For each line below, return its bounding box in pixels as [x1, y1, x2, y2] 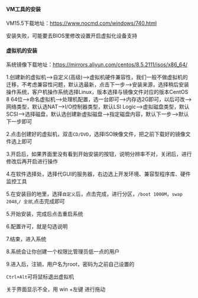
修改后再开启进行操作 [6, 158, 58, 165]
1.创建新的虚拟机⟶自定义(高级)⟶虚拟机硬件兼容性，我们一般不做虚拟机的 [6, 74, 188, 81]
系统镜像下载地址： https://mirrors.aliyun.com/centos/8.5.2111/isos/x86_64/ [6, 61, 188, 68]
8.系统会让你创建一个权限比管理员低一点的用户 [6, 248, 120, 255]
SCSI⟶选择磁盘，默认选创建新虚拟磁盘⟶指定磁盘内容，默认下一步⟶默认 [6, 111, 189, 118]
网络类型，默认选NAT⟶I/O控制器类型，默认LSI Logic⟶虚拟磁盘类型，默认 [6, 103, 190, 111]
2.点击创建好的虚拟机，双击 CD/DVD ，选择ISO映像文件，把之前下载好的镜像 [6, 131, 186, 138]
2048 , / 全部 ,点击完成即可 [6, 198, 65, 205]
